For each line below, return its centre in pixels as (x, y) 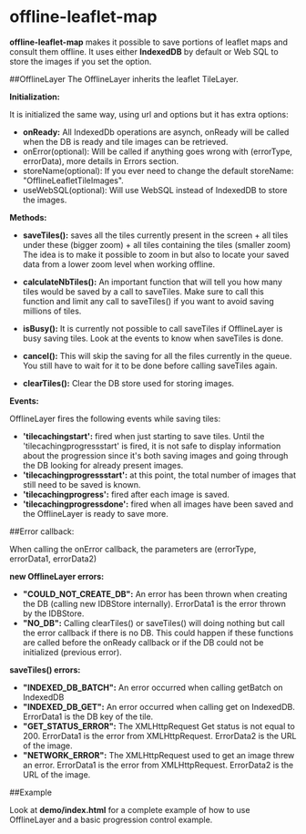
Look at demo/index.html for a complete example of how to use (130, 809)
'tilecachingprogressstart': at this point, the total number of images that (159, 475)
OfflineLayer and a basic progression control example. (111, 819)
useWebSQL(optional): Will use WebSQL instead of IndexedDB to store (155, 190)
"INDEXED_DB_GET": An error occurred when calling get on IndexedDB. (159, 706)
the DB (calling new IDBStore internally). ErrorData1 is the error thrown (154, 603)
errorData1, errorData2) (53, 559)
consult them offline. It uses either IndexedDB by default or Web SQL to (144, 51)
